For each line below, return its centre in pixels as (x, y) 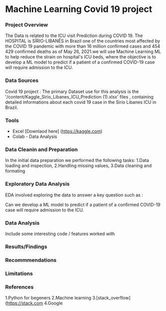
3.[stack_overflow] (111, 298)
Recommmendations (31, 260)
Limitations (19, 273)
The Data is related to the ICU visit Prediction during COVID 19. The (74, 35)
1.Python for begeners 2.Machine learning (48, 298)
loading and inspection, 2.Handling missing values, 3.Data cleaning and (79, 165)
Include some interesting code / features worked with (60, 233)
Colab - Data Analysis (35, 136)
